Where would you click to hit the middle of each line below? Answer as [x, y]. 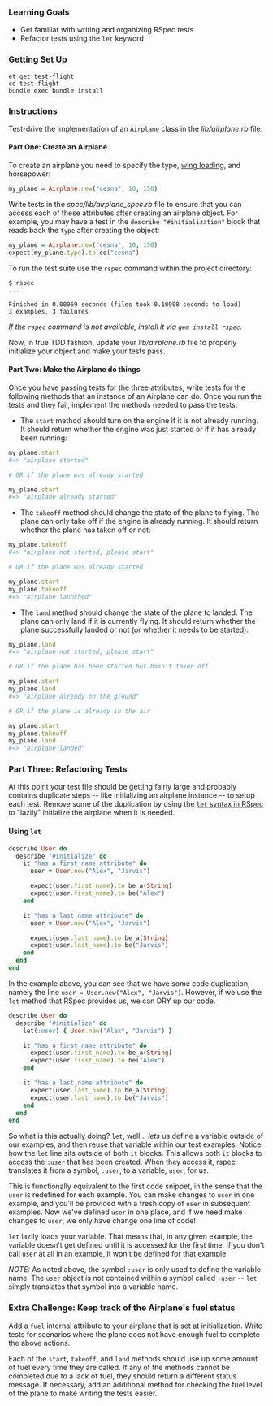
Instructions [33, 110]
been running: [43, 438]
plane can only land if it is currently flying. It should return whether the [138, 621]
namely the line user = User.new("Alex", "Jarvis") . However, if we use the [135, 992]
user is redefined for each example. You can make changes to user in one [132, 1195]
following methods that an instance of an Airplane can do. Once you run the [135, 396]
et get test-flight [41, 76]
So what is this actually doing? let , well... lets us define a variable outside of [136, 1136]
